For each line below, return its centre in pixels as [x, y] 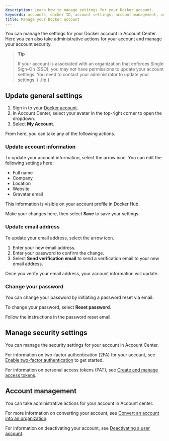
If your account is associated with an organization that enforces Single [91, 64]
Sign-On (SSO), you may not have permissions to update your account [91, 69]
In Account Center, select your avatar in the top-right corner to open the [87, 113]
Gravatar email [28, 194]
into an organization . [26, 418]
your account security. [28, 44]
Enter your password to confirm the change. [58, 253]
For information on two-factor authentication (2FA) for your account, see [80, 355]
